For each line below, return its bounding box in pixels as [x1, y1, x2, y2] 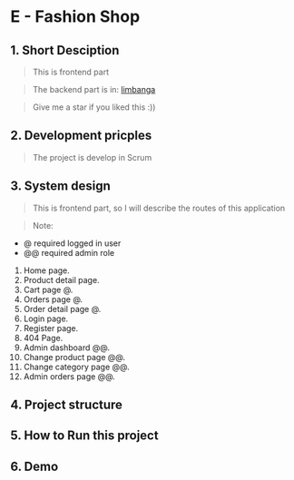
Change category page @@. [23, 361, 130, 372]
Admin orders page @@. [23, 370, 116, 382]
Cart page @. [23, 284, 73, 295]
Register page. [23, 322, 79, 333]
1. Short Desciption [10, 43, 120, 58]
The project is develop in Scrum [32, 152, 152, 162]
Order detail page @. [23, 303, 102, 314]
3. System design [10, 179, 112, 194]
